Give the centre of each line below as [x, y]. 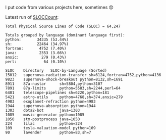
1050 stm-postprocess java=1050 [43, 119]
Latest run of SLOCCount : [32, 17]
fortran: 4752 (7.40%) [36, 49]
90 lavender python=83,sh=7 [48, 132]
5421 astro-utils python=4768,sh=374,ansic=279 [64, 97]
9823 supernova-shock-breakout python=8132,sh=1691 [64, 79]
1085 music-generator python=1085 [45, 115]
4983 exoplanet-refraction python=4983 [50, 102]
